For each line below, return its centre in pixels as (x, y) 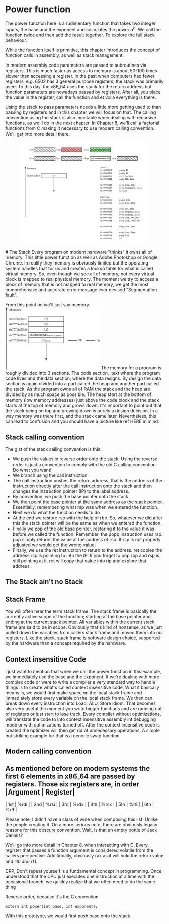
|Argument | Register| (40, 792)
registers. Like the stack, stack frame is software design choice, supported (83, 638)
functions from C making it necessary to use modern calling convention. (80, 128)
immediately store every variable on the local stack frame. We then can (79, 698)
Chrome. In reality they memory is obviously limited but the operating (77, 263)
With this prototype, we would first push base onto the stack (68, 916)
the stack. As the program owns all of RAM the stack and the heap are (78, 389)
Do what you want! (32, 470)
